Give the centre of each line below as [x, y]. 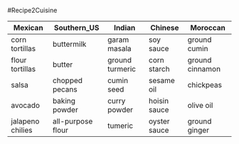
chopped [68, 81]
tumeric [121, 126]
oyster [159, 121]
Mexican [28, 28]
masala [119, 49]
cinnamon [204, 69]
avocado [26, 105]
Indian [124, 28]
